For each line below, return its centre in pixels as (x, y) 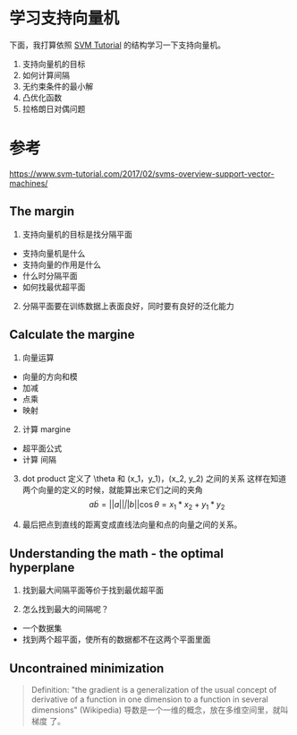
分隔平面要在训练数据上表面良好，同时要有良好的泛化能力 (128, 306)
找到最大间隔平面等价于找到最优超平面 (93, 590)
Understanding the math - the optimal (116, 553)
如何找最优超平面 (54, 287)
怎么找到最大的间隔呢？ (65, 610)
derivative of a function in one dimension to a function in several (149, 699)
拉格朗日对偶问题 (54, 108)
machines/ (29, 183)
